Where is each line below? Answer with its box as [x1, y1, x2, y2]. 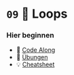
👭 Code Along [16, 46, 56, 54]
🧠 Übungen [16, 53, 48, 61]
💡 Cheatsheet [16, 61, 55, 69]
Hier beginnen [6, 31, 55, 40]
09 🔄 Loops [6, 6, 68, 22]
